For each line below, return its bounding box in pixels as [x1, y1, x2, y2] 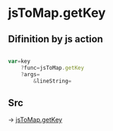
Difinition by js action [8, 33, 103, 45]
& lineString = [33, 77, 72, 85]
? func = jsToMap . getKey [20, 64, 84, 71]
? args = [20, 70, 40, 78]
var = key [8, 58, 31, 65]
